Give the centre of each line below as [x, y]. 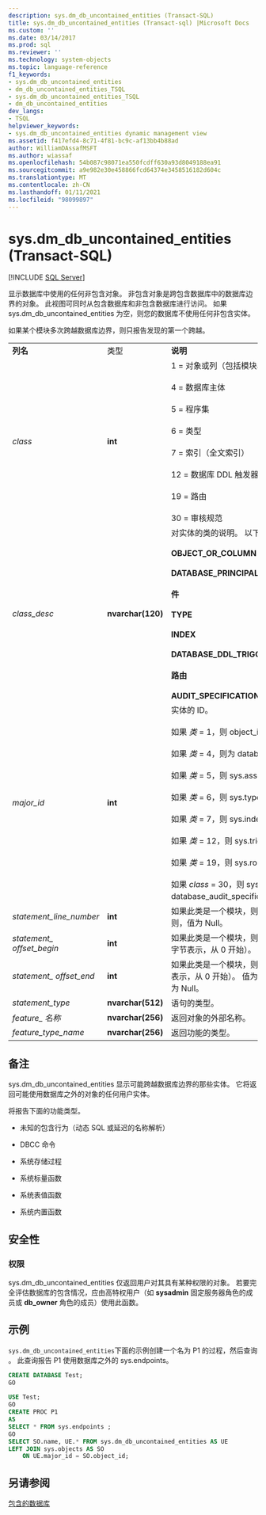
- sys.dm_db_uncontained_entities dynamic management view [108, 133]
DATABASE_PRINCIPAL [215, 573]
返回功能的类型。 [203, 1033]
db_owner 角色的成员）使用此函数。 [83, 1302]
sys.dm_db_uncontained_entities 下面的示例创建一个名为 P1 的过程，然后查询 [133, 1350]
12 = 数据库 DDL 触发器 [215, 474]
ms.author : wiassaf [40, 155]
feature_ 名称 [36, 1018]
